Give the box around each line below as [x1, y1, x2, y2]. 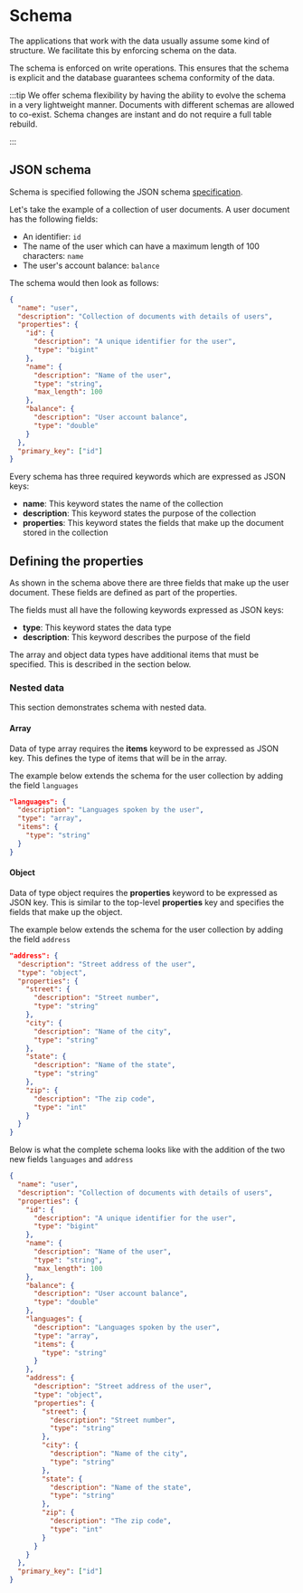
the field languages [9, 779, 80, 790]
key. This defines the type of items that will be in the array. [9, 752, 228, 763]
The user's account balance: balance [22, 260, 160, 271]
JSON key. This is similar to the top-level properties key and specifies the [9, 897, 285, 908]
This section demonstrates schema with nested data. [9, 702, 207, 713]
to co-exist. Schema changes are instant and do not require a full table [9, 109, 272, 119]
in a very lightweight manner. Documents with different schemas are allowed [9, 99, 295, 110]
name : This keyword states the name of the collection [22, 499, 223, 510]
